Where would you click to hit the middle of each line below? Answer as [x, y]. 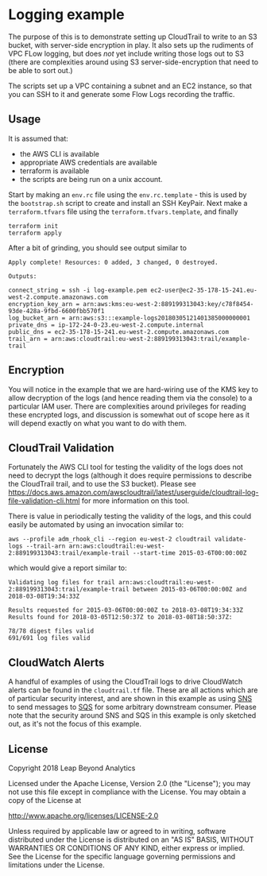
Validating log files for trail [62, 583]
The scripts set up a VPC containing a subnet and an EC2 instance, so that [130, 86]
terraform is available [54, 171]
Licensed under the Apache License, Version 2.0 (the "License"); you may [130, 783]
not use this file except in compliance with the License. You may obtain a [127, 792]
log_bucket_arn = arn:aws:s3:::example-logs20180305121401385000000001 [129, 318]
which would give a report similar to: [68, 568]
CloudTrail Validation [61, 448]
